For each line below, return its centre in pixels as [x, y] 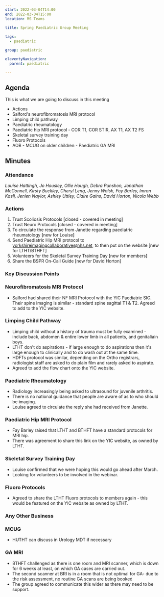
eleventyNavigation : [26, 59]
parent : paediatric [29, 64]
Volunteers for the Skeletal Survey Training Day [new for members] [80, 256]
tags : [11, 37]
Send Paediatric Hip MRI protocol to [48, 240]
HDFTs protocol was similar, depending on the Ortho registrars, [76, 357]
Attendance [19, 175]
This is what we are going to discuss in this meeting [57, 100]
